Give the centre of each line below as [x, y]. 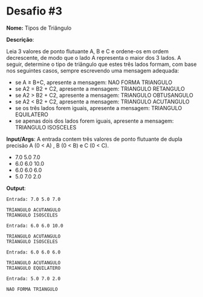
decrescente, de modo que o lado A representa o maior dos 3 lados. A [94, 57]
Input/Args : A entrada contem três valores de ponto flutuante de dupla [94, 139]
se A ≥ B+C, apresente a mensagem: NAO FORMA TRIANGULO [94, 82]
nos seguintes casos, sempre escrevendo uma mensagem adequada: [93, 70]
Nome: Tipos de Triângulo [39, 28]
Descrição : [20, 39]
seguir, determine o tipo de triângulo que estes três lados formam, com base [101, 64]
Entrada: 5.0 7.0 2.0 [34, 279]
